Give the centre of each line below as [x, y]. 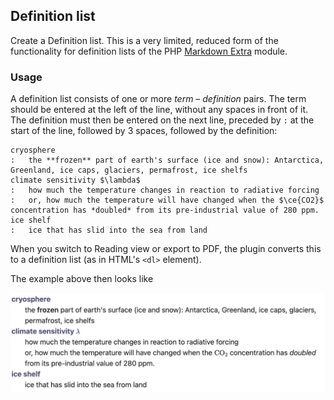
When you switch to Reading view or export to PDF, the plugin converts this [166, 249]
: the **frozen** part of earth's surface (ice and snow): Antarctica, [167, 160]
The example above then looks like [82, 279]
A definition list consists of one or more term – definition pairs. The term [158, 99]
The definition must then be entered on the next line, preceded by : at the [162, 120]
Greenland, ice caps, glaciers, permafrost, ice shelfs [129, 170]
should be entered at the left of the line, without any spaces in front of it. [159, 110]
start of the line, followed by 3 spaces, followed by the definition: [144, 131]
